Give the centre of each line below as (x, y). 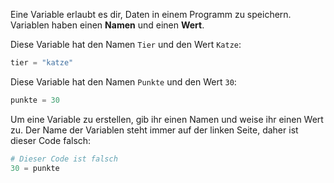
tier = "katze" (42, 63)
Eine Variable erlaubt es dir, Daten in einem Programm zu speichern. (151, 14)
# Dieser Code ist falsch (64, 159)
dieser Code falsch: (51, 140)
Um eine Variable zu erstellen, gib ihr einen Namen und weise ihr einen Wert (167, 119)
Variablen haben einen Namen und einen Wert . (107, 25)
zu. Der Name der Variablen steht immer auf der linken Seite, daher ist (154, 130)
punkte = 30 (35, 100)
